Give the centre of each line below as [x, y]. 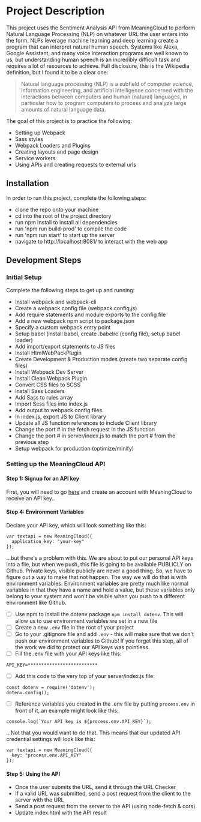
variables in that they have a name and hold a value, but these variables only [101, 590]
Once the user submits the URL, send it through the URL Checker [95, 787]
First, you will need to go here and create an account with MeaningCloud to [99, 492]
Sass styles [29, 139]
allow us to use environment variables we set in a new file [86, 621]
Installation [28, 183]
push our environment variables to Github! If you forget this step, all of [102, 641]
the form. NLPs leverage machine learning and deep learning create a [92, 40]
